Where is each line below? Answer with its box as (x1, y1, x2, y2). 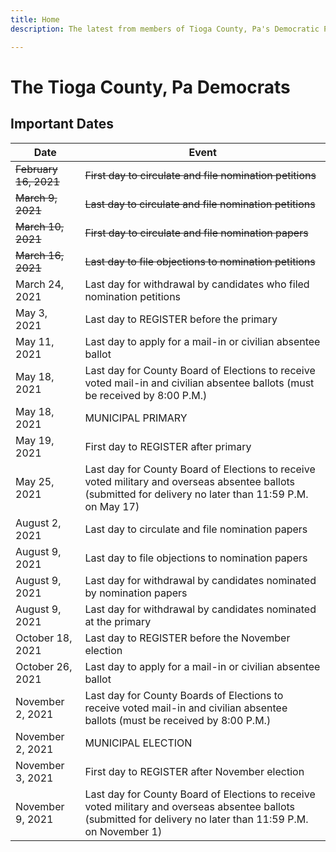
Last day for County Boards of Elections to (84, 688, 284, 702)
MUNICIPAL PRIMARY (84, 411, 188, 425)
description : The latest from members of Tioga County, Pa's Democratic (10, 24, 320, 34)
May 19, (15, 433, 55, 447)
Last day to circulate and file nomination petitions (84, 197, 316, 211)
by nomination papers (84, 586, 188, 600)
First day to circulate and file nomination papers (84, 226, 309, 240)
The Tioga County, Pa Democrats (10, 76, 291, 98)
